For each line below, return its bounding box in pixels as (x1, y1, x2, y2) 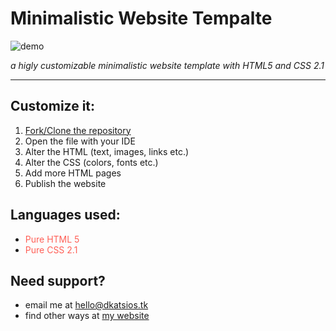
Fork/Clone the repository (24, 124, 132, 136)
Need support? (10, 272, 106, 289)
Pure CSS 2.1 (24, 243, 78, 256)
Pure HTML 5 (24, 233, 80, 245)
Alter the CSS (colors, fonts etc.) (24, 156, 159, 168)
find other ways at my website (24, 310, 150, 322)
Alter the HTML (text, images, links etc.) (24, 145, 190, 157)
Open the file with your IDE (24, 135, 136, 147)
